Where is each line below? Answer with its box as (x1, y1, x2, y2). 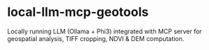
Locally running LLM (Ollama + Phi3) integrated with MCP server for (7, 27, 202, 35)
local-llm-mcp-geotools (7, 4, 149, 20)
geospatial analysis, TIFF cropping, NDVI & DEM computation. (7, 34, 185, 42)
